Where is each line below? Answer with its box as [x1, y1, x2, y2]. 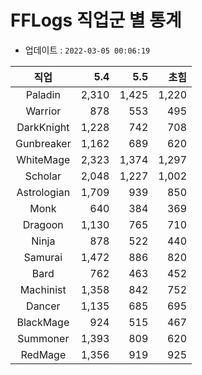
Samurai [23, 250, 63, 264]
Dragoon [22, 217, 64, 231]
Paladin [25, 87, 61, 101]
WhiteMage [16, 152, 71, 166]
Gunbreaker [15, 136, 72, 150]
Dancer [26, 299, 61, 313]
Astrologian [16, 185, 71, 199]
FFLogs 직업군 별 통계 [10, 9, 182, 32]
